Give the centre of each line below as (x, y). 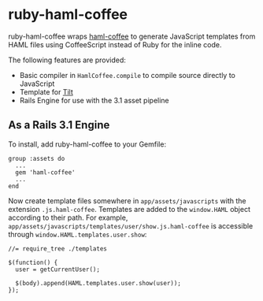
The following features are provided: (67, 60)
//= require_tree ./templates (58, 249)
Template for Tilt (46, 91)
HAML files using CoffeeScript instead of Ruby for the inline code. (115, 44)
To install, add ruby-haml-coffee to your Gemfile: (87, 144)
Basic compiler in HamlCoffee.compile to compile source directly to (128, 75)
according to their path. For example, (68, 217)
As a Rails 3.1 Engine (59, 125)
